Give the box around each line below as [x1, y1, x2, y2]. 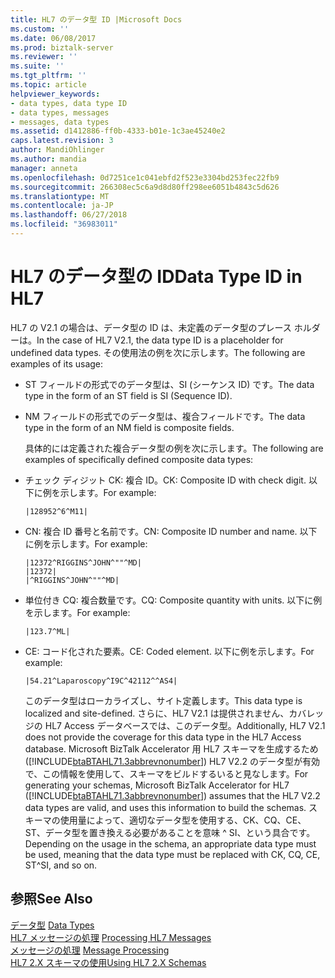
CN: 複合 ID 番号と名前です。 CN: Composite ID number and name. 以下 [24, 525, 318, 537]
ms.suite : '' [10, 61, 65, 71]
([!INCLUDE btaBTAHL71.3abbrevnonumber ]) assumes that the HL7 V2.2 [24, 789, 321, 801]
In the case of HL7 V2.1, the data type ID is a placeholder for [36, 334, 284, 346]
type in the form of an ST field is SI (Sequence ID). [24, 389, 233, 401]
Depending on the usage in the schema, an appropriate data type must [24, 837, 317, 850]
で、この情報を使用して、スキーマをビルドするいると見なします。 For [24, 767, 309, 780]
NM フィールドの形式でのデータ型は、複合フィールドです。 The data [24, 410, 306, 422]
